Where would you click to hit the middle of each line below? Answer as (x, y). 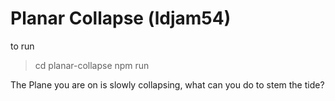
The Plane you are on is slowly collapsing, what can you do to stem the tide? (167, 84)
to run (22, 46)
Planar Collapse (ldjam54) (121, 18)
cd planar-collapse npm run (92, 65)
